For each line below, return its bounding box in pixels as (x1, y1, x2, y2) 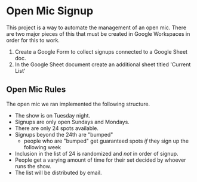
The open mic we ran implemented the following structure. (6, 100, 150, 107)
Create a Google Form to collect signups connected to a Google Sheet (14, 48, 188, 55)
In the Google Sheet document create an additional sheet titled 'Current (14, 61, 191, 68)
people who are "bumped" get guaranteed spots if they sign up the (23, 137, 189, 144)
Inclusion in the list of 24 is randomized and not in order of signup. (14, 150, 178, 157)
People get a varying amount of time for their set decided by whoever (14, 156, 186, 164)
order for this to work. (6, 36, 60, 44)
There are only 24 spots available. (14, 124, 98, 132)
